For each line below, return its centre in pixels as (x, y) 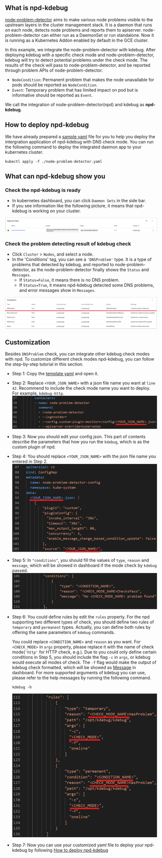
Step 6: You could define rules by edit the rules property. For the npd (81, 617)
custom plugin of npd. (34, 447)
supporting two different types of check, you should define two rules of (83, 622)
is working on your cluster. (54, 211)
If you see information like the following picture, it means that (73, 206)
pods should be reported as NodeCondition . (55, 85)
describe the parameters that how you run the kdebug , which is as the (81, 442)
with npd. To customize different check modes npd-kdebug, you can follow (80, 359)
